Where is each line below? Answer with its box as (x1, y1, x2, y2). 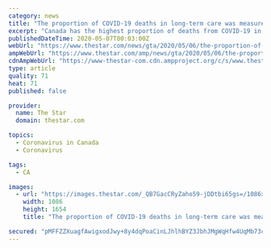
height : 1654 (23, 205, 67, 214)
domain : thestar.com (15, 116, 85, 125)
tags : (8, 161, 27, 169)
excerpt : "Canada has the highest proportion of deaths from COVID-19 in (8, 27, 262, 35)
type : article (8, 65, 56, 73)
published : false (8, 86, 67, 95)
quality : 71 (8, 72, 48, 80)
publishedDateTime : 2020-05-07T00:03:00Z (8, 34, 150, 43)
